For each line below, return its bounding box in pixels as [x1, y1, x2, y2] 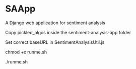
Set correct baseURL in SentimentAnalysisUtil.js [5, 39, 105, 45]
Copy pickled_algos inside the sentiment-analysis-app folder [5, 29, 131, 35]
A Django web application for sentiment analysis [5, 20, 106, 26]
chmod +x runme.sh [5, 49, 47, 55]
